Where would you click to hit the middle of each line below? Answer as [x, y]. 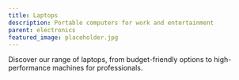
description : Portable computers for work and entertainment [111, 23]
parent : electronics [42, 30]
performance [30, 68]
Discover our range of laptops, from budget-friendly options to [110, 60]
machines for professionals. [98, 68]
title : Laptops [33, 15]
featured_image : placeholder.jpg [63, 37]
